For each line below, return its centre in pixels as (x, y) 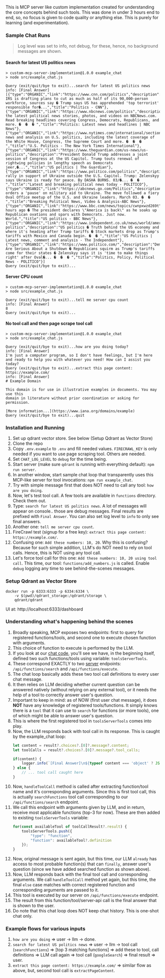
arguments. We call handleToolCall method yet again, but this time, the (84, 880)
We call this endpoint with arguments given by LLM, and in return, (79, 807)
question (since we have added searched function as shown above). (82, 869)
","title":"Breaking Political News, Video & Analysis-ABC (67, 201)
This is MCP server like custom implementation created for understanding (80, 7)
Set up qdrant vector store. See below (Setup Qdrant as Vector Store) (83, 439)
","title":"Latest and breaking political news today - (64, 184)
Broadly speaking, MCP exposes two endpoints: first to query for (78, 632)
